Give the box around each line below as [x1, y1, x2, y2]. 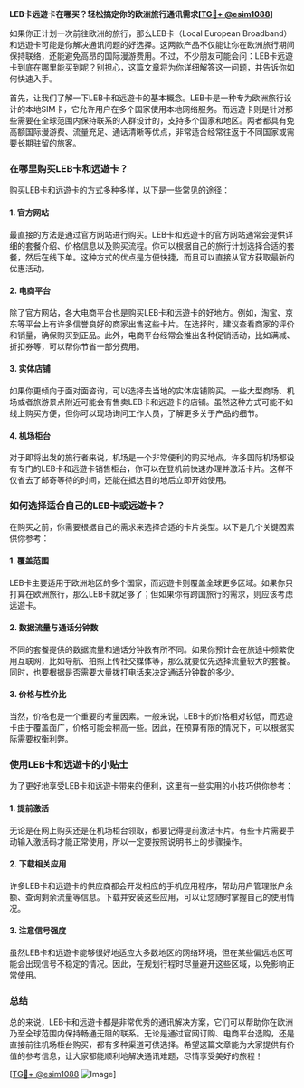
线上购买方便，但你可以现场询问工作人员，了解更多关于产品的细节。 [9, 407, 263, 419]
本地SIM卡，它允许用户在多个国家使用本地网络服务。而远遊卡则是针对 [24, 104, 286, 114]
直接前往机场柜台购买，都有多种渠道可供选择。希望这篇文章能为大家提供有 [9, 1039, 287, 1050]
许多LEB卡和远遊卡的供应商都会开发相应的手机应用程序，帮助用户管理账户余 [9, 880, 294, 891]
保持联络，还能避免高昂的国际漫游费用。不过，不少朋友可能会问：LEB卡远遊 [9, 51, 294, 61]
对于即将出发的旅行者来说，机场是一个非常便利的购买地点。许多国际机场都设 [9, 452, 295, 463]
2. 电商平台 [9, 285, 52, 297]
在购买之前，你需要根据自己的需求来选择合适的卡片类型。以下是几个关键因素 [9, 522, 295, 533]
